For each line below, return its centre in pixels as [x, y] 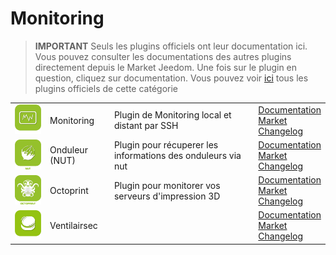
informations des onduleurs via [177, 155]
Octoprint [69, 191]
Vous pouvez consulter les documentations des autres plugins [163, 56]
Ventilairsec [73, 226]
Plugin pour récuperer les [166, 144]
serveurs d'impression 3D [167, 196]
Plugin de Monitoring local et [172, 115]
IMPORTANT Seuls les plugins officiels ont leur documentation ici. [171, 46]
